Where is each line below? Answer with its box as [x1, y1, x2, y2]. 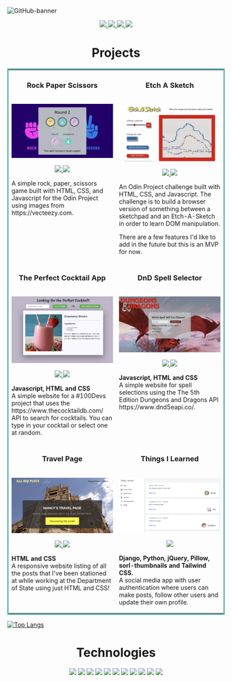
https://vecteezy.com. [11, 208, 74, 217]
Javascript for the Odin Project [11, 194, 99, 202]
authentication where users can [119, 583, 209, 591]
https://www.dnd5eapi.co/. [119, 402, 195, 411]
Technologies [75, 645, 157, 661]
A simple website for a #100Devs [11, 392, 106, 400]
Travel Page [41, 454, 83, 464]
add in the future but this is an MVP [119, 240, 219, 249]
